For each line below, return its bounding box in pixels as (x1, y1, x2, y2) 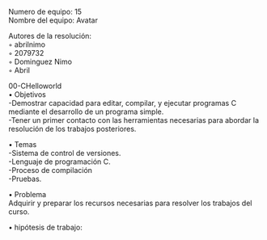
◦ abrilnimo (8, 40, 46, 49)
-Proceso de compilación (8, 166, 93, 175)
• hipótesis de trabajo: (8, 222, 83, 232)
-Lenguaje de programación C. (8, 157, 111, 166)
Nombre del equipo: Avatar (8, 15, 99, 25)
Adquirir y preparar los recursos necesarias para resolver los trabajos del (8, 198, 252, 208)
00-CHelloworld (8, 81, 62, 91)
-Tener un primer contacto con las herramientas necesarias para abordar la (8, 116, 259, 124)
